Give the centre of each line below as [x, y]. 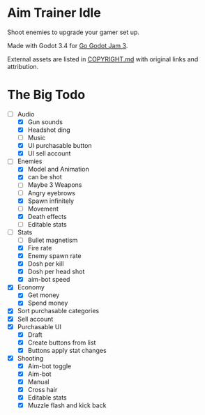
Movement [43, 209]
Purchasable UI [39, 326]
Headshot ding [49, 130]
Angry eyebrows [51, 193]
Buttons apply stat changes [67, 350]
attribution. [23, 66]
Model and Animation [58, 169]
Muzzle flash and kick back [67, 405]
